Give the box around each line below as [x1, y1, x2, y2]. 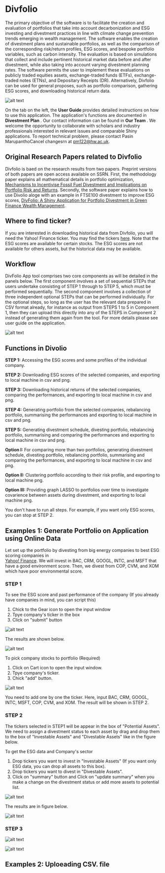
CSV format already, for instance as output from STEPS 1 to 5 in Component [5, 304, 159, 310]
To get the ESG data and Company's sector [5, 748, 93, 754]
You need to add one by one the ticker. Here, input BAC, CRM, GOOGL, [5, 694, 149, 700]
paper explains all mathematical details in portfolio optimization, [5, 176, 134, 182]
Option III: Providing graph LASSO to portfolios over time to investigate [5, 487, 149, 493]
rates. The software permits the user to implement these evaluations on [5, 67, 150, 73]
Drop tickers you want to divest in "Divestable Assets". [12, 768, 123, 774]
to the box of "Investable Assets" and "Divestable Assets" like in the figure [5, 733, 156, 739]
